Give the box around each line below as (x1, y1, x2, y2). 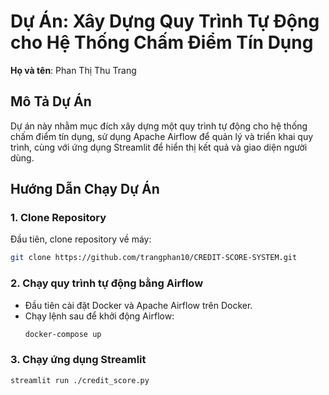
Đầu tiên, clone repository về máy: (10, 233, 152, 245)
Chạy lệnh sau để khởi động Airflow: (24, 310, 175, 322)
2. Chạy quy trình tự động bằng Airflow (10, 276, 204, 290)
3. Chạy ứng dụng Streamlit (10, 353, 147, 367)
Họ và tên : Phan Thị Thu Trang (10, 64, 137, 76)
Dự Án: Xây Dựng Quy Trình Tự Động (10, 10, 320, 33)
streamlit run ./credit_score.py (10, 375, 150, 385)
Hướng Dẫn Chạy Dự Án (10, 181, 160, 198)
